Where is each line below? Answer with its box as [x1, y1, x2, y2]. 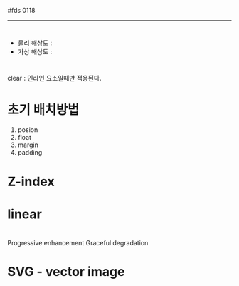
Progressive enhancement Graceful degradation [7, 238, 149, 247]
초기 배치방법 [7, 101, 80, 118]
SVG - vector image [7, 264, 125, 280]
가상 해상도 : [17, 48, 53, 56]
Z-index [7, 173, 55, 190]
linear [7, 206, 43, 222]
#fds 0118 [7, 6, 36, 14]
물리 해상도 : [17, 39, 53, 47]
